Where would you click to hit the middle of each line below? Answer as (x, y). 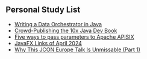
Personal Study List (43, 10)
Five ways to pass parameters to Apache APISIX (74, 37)
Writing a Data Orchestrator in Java (58, 24)
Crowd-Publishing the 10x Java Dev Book (66, 30)
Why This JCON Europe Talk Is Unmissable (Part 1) (77, 49)
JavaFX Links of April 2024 (48, 43)
